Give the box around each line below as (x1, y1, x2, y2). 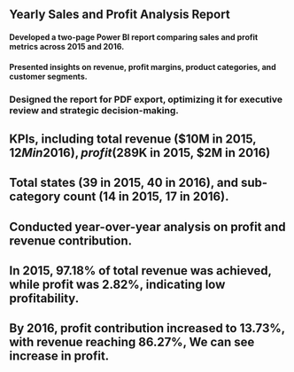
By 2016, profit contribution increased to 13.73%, (9, 321, 285, 336)
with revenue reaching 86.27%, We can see (9, 335, 255, 350)
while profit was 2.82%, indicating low (9, 277, 226, 292)
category (9, 190, 61, 205)
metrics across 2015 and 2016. (9, 41, 125, 51)
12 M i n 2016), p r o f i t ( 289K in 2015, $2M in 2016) (9, 145, 271, 160)
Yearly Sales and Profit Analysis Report (9, 7, 230, 22)
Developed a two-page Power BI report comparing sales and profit (9, 31, 259, 43)
